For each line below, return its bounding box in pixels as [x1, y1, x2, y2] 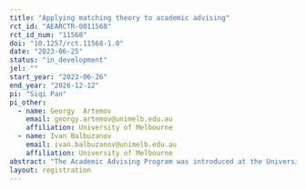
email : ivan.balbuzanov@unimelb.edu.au [25, 140, 178, 149]
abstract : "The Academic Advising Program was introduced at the [9, 156, 262, 166]
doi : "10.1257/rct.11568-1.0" [9, 38, 125, 48]
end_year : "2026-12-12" [9, 81, 100, 90]
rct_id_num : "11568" [9, 30, 88, 39]
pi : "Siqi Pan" [9, 89, 67, 98]
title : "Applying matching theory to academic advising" [9, 13, 230, 23]
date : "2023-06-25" [9, 47, 84, 56]
